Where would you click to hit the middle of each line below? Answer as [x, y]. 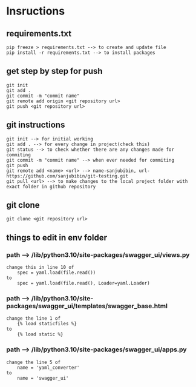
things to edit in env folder [57, 237]
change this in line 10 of [40, 268]
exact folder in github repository [51, 187]
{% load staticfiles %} [47, 324]
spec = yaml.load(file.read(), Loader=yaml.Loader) [83, 283]
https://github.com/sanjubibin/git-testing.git [67, 176]
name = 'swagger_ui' [43, 378]
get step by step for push [54, 71]
